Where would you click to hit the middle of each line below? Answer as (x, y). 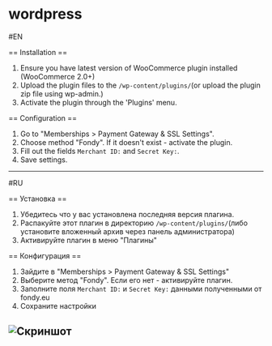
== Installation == (38, 52)
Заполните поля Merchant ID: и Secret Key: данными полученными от (141, 288)
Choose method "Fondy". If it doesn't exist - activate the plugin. (126, 142)
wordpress (45, 14)
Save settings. (44, 160)
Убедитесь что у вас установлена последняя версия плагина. (127, 214)
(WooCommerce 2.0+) (57, 76)
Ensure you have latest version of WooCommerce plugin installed (129, 68)
